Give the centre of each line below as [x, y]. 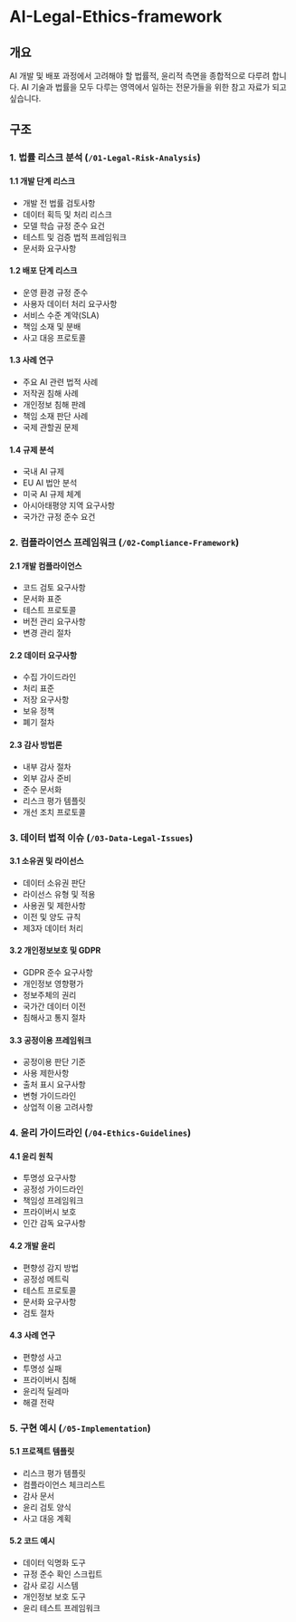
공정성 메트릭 [46, 1279]
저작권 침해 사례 [50, 393]
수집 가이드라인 [49, 677]
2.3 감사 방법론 [36, 745]
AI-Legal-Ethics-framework [116, 17]
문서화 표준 [42, 599]
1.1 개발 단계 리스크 [42, 181]
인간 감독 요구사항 [54, 1224]
